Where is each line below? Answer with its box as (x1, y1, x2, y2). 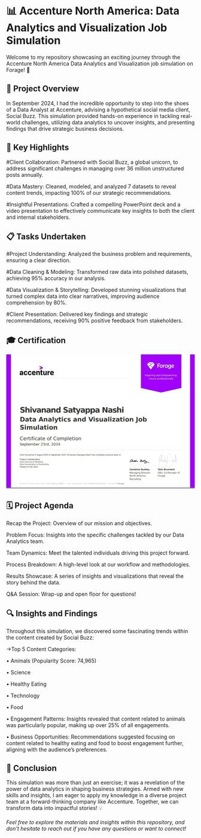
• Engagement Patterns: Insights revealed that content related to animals (6, 715, 185, 722)
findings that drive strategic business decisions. (6, 125, 124, 132)
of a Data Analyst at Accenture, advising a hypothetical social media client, (6, 105, 190, 113)
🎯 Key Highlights (6, 143, 69, 153)
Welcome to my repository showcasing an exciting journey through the (6, 53, 181, 61)
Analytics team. (6, 537, 45, 545)
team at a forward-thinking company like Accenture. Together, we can (6, 798, 179, 806)
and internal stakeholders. (6, 213, 71, 221)
